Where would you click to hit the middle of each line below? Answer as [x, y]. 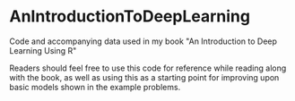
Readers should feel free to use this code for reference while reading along [148, 68]
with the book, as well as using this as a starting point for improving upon [144, 77]
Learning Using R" [43, 50]
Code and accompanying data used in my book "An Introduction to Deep [143, 41]
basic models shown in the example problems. [95, 87]
